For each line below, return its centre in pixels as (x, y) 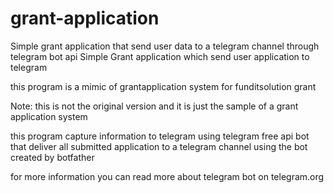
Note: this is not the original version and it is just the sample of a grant (154, 106)
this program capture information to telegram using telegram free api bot (160, 136)
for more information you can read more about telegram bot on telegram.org (167, 176)
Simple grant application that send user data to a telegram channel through (165, 46)
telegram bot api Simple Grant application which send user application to (160, 56)
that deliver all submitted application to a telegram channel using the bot (159, 146)
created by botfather (52, 157)
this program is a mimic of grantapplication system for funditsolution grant (163, 86)
